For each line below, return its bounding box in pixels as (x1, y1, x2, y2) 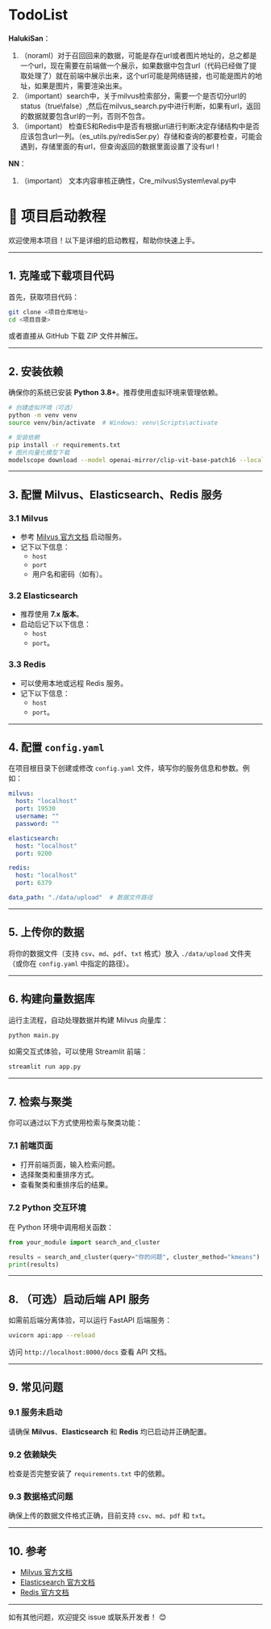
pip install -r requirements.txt (8, 440, 121, 449)
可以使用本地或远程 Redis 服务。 (19, 678, 127, 688)
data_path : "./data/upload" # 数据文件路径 (8, 894, 153, 902)
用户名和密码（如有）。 (31, 570, 107, 579)
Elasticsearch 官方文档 (19, 1577, 95, 1587)
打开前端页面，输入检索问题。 (19, 1160, 119, 1169)
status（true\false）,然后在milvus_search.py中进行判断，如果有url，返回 (19, 101, 261, 111)
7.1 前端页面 (8, 1140, 53, 1151)
